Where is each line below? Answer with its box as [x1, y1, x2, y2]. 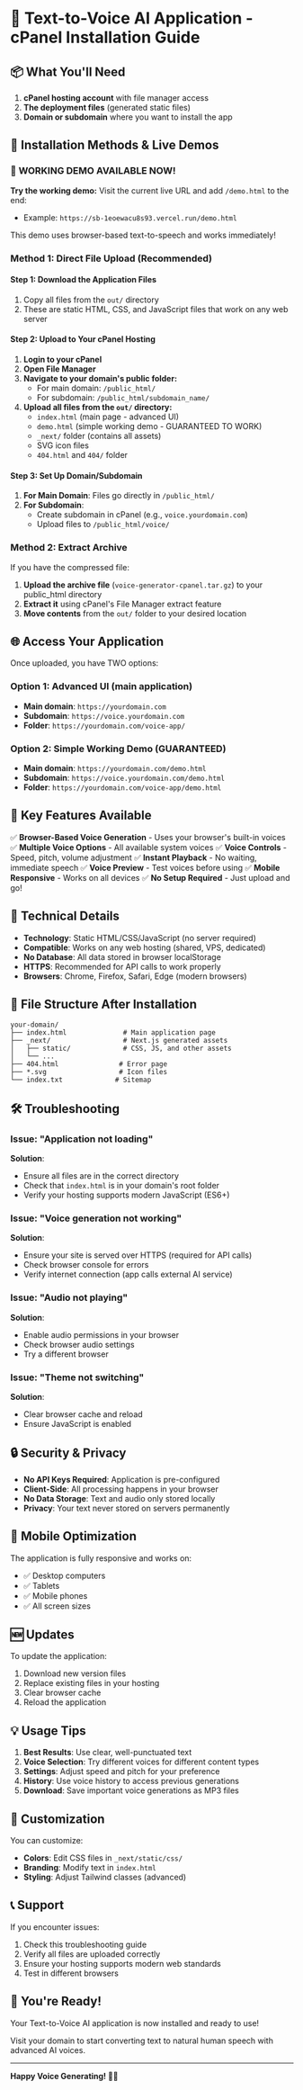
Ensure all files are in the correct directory [22, 1171, 179, 1181]
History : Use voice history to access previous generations [22, 1776, 239, 1787]
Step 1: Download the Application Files [10, 274, 156, 285]
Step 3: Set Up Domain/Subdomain [10, 470, 143, 480]
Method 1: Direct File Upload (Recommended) [10, 252, 212, 265]
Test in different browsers [22, 1968, 120, 1978]
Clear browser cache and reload [22, 1408, 143, 1420]
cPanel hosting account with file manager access [22, 93, 209, 103]
